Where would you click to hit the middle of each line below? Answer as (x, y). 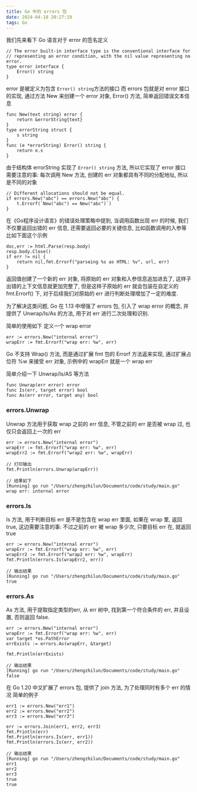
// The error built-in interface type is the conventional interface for (98, 51)
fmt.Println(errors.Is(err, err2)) (50, 742)
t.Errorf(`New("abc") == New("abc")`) (64, 204)
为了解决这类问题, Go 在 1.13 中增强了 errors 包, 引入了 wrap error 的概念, (94, 306)
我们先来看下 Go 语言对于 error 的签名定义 (57, 40)
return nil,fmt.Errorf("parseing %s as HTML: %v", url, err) (93, 262)
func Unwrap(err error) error (43, 385)
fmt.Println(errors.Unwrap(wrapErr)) (52, 469)
